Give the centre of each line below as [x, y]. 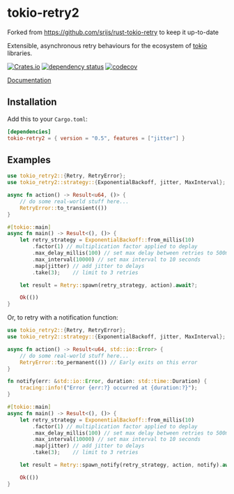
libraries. [20, 53]
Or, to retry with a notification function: [63, 317]
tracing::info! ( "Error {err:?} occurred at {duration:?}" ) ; [109, 388]
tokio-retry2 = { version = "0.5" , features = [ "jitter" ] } [96, 138]
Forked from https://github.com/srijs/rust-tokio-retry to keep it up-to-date [113, 32]
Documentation [29, 80]
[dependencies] [29, 132]
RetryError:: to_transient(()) [64, 208]
